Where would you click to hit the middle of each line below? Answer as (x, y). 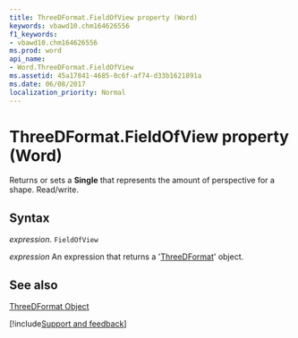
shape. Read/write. (44, 190)
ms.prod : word (36, 51)
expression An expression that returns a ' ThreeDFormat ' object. (127, 257)
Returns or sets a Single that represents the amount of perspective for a (142, 181)
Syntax (30, 218)
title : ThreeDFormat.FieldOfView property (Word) (104, 17)
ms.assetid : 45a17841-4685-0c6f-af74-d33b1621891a (106, 76)
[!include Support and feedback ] (68, 324)
